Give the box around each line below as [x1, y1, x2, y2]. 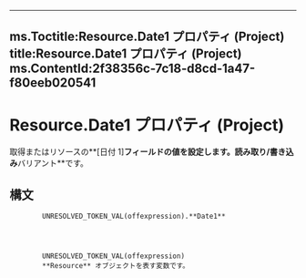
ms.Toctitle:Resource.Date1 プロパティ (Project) [9, 29, 285, 45]
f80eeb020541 [9, 75, 97, 91]
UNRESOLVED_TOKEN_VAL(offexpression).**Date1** [42, 211, 226, 221]
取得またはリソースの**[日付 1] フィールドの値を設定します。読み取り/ [9, 147, 270, 158]
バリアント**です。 [17, 158, 89, 169]
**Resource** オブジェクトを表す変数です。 [42, 262, 189, 271]
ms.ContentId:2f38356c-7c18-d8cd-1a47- [9, 61, 256, 77]
